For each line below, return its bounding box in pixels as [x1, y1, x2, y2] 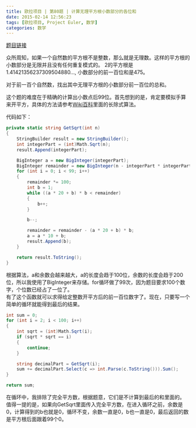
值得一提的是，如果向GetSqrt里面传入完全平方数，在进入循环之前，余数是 [6, 401, 183, 408]
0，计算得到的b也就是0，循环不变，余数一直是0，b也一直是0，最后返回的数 [6, 408, 189, 415]
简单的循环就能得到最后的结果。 [6, 300, 83, 307]
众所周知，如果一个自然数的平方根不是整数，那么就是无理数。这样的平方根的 [6, 54, 190, 61]
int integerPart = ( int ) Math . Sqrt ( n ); [16, 141, 111, 147]
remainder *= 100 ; [27, 179, 72, 185]
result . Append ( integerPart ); [16, 147, 87, 153]
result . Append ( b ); [27, 238, 72, 244]
